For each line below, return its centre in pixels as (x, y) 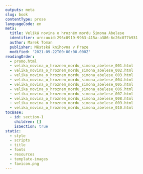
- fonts (18, 150)
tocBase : (14, 113)
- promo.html (23, 61)
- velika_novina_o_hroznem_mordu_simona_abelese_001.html (72, 66)
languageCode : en (23, 24)
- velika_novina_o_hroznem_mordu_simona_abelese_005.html (72, 84)
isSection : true (31, 126)
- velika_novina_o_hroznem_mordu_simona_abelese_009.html (72, 103)
